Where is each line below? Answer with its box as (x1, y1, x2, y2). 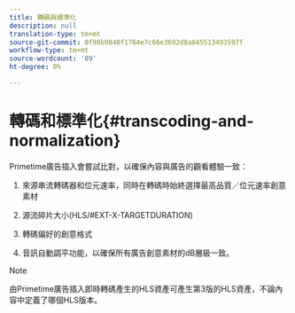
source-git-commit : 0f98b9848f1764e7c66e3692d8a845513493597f (9, 37, 244, 47)
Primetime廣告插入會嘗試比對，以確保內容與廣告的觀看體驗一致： (9, 160, 248, 171)
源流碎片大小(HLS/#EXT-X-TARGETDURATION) (21, 209, 193, 220)
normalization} (9, 130, 121, 151)
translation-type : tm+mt (9, 29, 101, 38)
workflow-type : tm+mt (9, 46, 89, 55)
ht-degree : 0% (9, 63, 62, 72)
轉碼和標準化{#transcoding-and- (9, 112, 254, 131)
